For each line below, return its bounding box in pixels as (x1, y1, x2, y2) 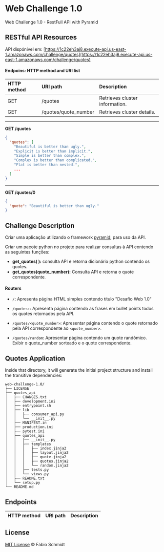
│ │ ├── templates (5, 442, 51, 447)
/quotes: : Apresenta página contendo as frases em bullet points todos (12, 306, 154, 312)
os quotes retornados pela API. (12, 311, 75, 317)
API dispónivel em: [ (5, 46, 45, 52)
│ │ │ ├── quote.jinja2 (5, 455, 67, 460)
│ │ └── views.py (5, 472, 49, 477)
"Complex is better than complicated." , (14, 158, 97, 163)
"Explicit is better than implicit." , (14, 149, 93, 154)
